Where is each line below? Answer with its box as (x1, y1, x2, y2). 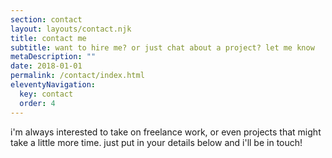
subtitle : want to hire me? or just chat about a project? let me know (10, 42, 315, 53)
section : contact (10, 14, 83, 25)
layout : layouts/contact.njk (10, 24, 132, 34)
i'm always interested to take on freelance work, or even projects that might (10, 126, 322, 138)
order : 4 (19, 98, 56, 108)
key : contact (19, 89, 74, 99)
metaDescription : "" (10, 52, 97, 62)
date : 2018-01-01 (10, 61, 83, 71)
